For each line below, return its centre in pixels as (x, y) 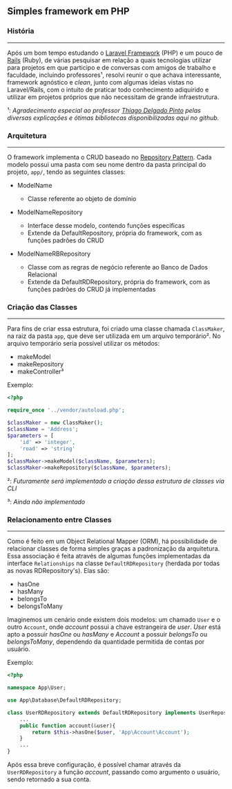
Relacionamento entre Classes (59, 520)
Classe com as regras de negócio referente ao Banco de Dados (118, 267)
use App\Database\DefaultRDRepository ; (65, 700)
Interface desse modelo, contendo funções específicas (106, 225)
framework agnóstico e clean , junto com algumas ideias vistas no (100, 82)
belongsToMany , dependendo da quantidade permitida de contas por (106, 642)
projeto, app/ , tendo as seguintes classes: (66, 172)
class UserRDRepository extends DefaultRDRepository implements (101, 713)
